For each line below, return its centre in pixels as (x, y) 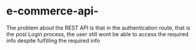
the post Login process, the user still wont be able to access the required (97, 34)
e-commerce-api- (52, 11)
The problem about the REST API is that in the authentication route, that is (98, 28)
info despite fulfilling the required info (53, 40)
